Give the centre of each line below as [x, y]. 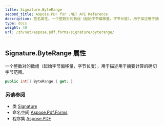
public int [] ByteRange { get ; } [39, 81]
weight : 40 [16, 28]
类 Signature [25, 106]
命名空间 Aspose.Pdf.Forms [40, 112]
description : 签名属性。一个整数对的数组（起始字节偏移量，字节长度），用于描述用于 [80, 19]
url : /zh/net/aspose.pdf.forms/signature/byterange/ [60, 32]
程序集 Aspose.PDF [31, 118]
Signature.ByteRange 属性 [46, 53]
